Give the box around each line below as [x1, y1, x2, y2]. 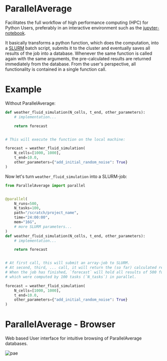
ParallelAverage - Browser [5, 319, 116, 330]
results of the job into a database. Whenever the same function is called [5, 50, 153, 56]
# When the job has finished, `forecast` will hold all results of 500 [5, 270, 157, 275]
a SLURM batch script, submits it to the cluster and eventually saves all [5, 45, 151, 51]
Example [5, 84, 42, 95]
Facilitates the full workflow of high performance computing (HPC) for [5, 19, 149, 25]
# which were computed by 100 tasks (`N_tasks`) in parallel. [5, 274, 137, 279]
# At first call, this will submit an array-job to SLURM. [5, 260, 130, 266]
